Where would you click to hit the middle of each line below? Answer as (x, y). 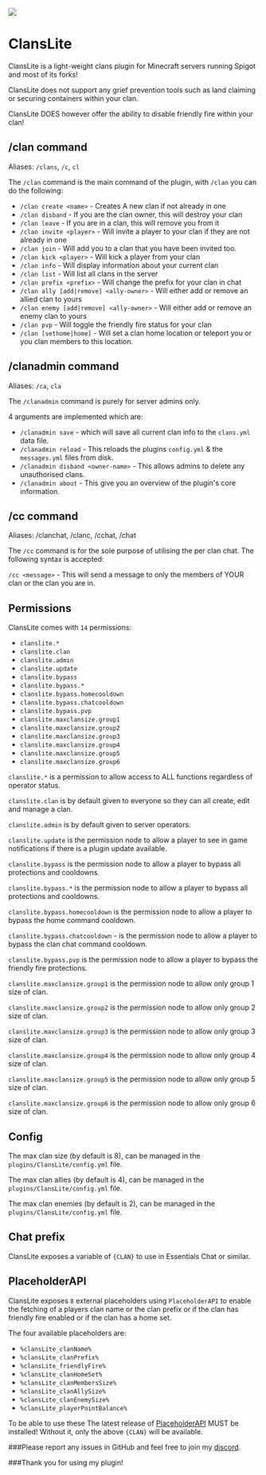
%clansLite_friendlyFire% (63, 1366)
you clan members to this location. (76, 341)
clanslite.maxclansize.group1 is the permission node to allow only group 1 (131, 983)
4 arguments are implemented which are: (76, 416)
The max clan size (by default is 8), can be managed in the (104, 1156)
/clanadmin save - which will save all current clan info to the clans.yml (135, 432)
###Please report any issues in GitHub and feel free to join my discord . (125, 1447)
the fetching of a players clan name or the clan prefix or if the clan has (123, 1309)
